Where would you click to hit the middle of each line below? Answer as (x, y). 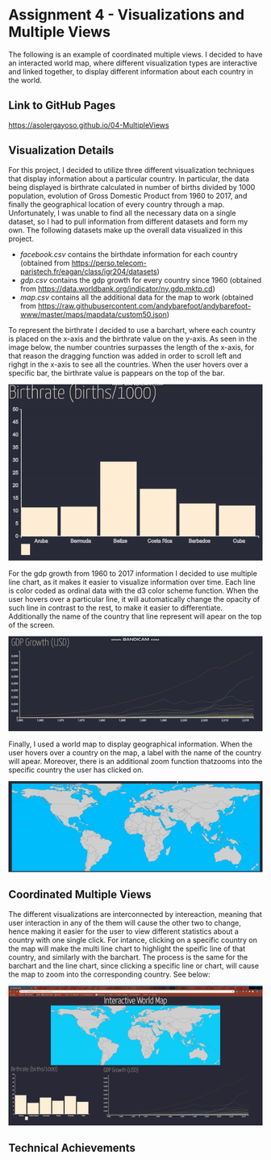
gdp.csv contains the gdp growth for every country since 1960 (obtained (141, 279)
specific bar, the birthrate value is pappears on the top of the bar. (117, 372)
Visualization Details (61, 151)
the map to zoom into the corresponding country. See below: (109, 974)
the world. (25, 80)
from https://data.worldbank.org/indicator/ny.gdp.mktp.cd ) (118, 288)
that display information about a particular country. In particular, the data (129, 179)
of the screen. (31, 625)
